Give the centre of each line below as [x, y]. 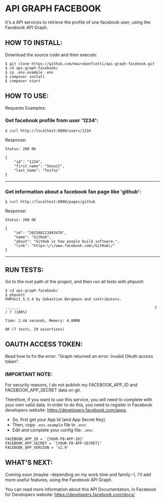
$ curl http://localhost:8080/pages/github [50, 202]
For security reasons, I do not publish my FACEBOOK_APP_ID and [71, 385]
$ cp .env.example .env [29, 72]
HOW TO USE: [27, 96]
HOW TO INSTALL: [34, 43]
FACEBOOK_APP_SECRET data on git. [43, 390]
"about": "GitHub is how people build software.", [67, 241]
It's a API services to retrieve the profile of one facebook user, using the [78, 22]
